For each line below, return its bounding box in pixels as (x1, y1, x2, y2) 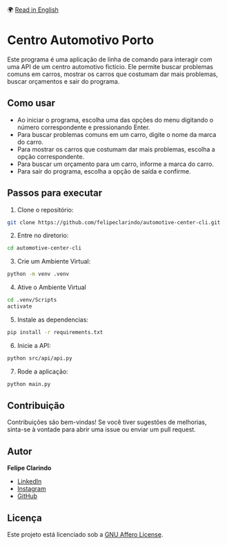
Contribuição (7, 400, 66, 412)
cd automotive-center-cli (7, 245, 81, 252)
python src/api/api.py (7, 355, 72, 362)
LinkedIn (17, 477, 42, 486)
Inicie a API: (17, 341, 51, 349)
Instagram (17, 485, 46, 493)
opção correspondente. (17, 152, 85, 160)
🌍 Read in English (7, 6, 59, 14)
